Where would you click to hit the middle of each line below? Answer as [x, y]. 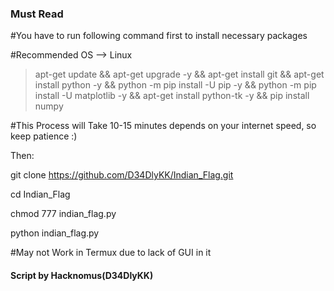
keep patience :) [44, 136]
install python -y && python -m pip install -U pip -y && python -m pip [175, 85]
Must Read [37, 14]
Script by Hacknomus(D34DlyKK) [82, 275]
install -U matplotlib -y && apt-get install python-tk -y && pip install [172, 96]
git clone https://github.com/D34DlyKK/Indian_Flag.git [122, 175]
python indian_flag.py [55, 233]
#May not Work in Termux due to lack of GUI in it [111, 253]
